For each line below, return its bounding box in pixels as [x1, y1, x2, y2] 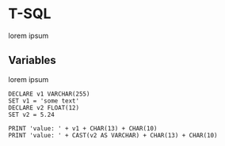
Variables [8, 54, 57, 67]
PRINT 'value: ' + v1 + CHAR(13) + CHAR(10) [8, 124, 158, 133]
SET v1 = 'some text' [8, 96, 80, 105]
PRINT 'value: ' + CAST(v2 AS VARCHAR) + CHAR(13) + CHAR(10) [8, 131, 218, 139]
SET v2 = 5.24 [8, 110, 55, 118]
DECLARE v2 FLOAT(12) [8, 103, 80, 111]
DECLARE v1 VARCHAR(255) [8, 90, 90, 98]
